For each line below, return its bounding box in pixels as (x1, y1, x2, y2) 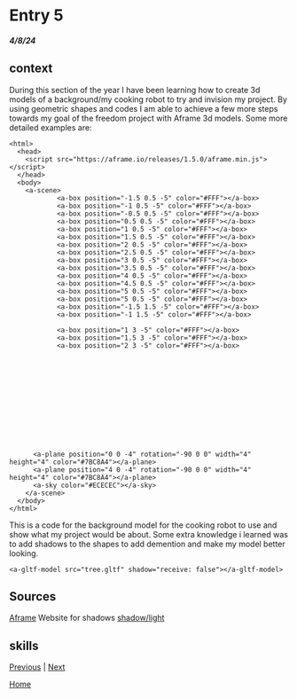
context (9, 61, 53, 76)
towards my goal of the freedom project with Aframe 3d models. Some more (9, 113, 288, 123)
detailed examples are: (9, 122, 92, 133)
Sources (9, 589, 57, 604)
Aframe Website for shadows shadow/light (9, 613, 165, 623)
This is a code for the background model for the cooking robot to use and (9, 520, 277, 530)
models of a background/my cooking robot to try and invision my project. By (9, 94, 288, 105)
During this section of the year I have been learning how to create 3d (9, 84, 261, 95)
